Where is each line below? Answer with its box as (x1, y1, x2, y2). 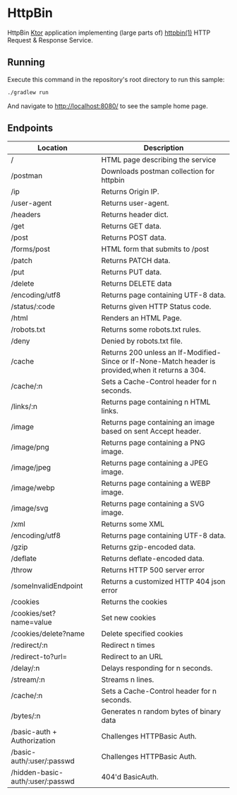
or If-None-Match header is (121, 356, 216, 366)
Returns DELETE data (101, 279, 172, 289)
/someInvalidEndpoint (11, 581, 83, 591)
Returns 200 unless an (101, 348, 176, 358)
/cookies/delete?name (11, 629, 85, 639)
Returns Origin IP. (101, 187, 159, 197)
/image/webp (11, 483, 55, 493)
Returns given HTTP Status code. (101, 302, 212, 312)
